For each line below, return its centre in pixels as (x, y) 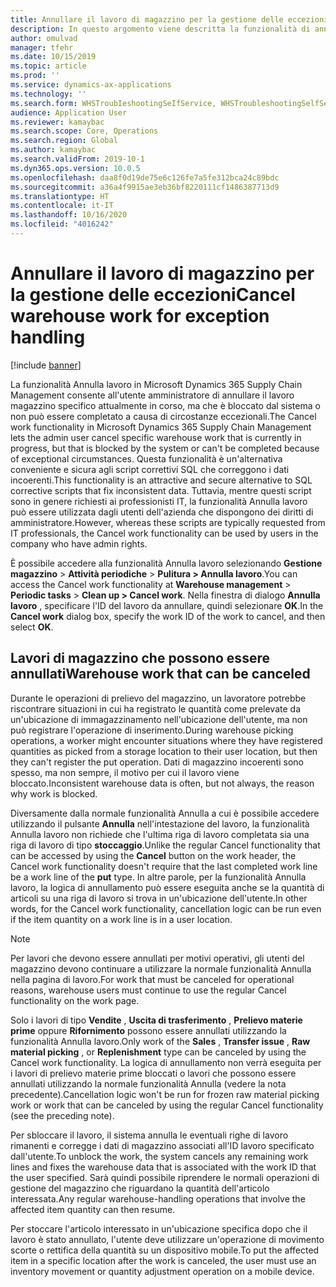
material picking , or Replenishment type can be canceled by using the (158, 1052)
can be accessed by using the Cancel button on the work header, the (153, 855)
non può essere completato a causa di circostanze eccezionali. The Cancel (163, 416)
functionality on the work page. (75, 1000)
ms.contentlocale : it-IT (62, 206)
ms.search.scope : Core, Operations (84, 131)
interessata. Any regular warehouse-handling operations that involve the (158, 1198)
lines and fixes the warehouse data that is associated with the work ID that (163, 1167)
